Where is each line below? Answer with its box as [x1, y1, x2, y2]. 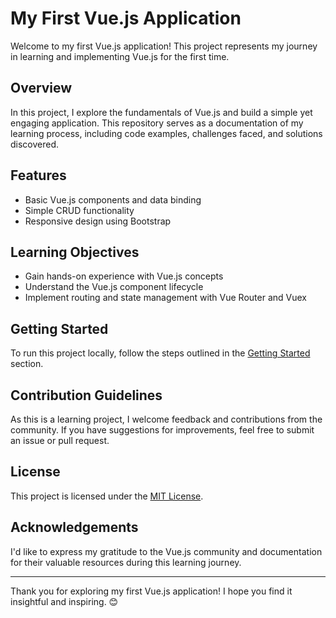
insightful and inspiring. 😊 [10, 595, 119, 607]
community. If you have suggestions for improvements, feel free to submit [10, 424, 315, 436]
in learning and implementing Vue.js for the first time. [10, 50, 230, 62]
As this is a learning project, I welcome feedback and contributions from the [10, 413, 323, 425]
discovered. [10, 138, 60, 150]
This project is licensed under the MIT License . [10, 490, 204, 502]
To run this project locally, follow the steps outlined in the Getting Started [10, 347, 311, 359]
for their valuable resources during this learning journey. [10, 556, 242, 568]
